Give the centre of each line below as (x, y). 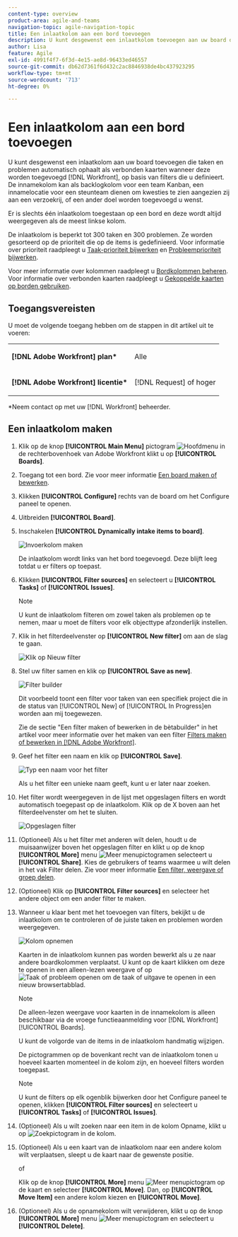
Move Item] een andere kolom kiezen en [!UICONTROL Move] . (110, 1197)
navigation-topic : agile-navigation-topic (71, 27)
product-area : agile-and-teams (54, 21)
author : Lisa (27, 47)
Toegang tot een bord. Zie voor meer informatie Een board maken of (118, 474)
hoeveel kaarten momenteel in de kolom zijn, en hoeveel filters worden (121, 1062)
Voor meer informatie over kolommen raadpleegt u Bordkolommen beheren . (118, 271)
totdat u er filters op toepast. (60, 566)
